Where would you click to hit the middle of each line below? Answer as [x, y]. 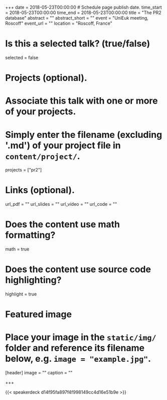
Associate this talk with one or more [81, 101]
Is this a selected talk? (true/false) [78, 44]
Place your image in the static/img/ [81, 337]
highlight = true [21, 294]
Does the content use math [63, 225]
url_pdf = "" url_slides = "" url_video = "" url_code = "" [61, 204]
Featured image [38, 314]
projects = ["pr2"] [24, 170]
